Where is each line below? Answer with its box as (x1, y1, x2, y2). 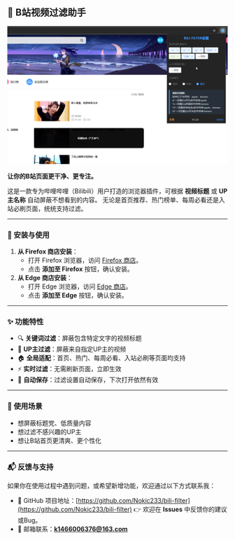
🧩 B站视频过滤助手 (7, 6, 86, 19)
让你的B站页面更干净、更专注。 (7, 172, 98, 180)
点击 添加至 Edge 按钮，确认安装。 (27, 291, 128, 300)
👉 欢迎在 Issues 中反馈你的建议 (134, 505, 227, 513)
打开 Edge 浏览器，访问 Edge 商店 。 (27, 282, 132, 291)
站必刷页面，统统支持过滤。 (7, 204, 87, 212)
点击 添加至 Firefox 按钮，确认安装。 (27, 265, 134, 273)
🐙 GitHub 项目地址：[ (17, 497, 78, 504)
